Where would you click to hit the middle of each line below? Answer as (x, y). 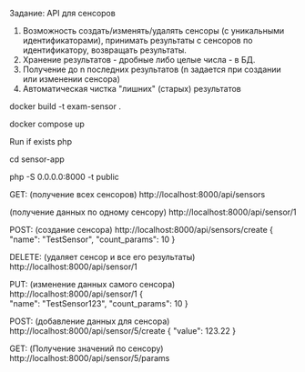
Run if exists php (41, 141)
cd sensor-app (37, 159)
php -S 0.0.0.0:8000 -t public (65, 177)
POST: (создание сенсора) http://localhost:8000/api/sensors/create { (141, 230)
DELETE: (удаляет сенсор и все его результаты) (102, 257)
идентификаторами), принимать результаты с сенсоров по (137, 40)
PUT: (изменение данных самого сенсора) (92, 284)
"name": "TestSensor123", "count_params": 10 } (99, 303)
